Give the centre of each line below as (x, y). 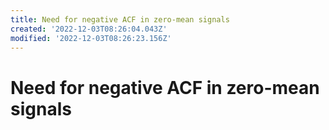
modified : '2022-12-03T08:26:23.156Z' (91, 38)
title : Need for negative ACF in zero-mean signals (120, 19)
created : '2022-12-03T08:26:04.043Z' (89, 29)
